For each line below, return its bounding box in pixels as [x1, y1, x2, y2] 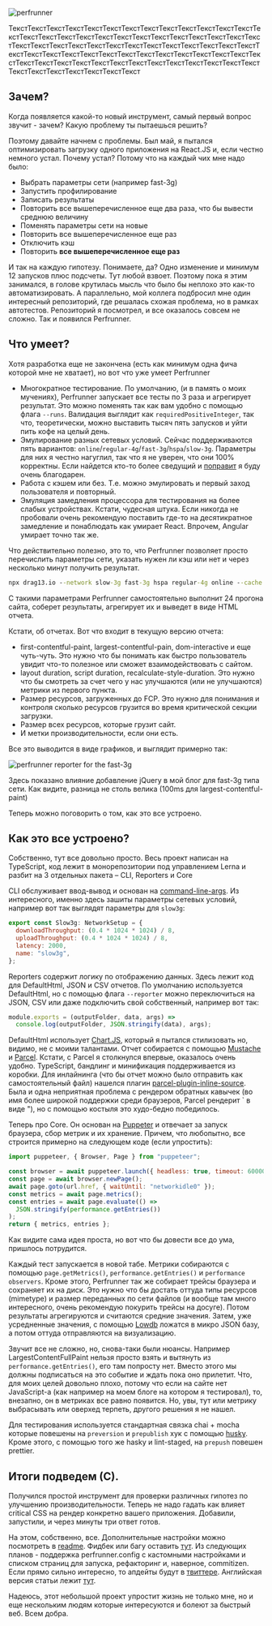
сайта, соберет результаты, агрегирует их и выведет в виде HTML [8, 601, 239, 612]
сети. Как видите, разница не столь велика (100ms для [8, 784, 198, 794]
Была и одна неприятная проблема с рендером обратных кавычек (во [8, 1087, 253, 1097]
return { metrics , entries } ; [8, 1220, 111, 1228]
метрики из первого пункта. [19, 685, 117, 695]
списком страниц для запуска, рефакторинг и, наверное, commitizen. [8, 1559, 249, 1568]
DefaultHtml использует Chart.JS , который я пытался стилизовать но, [8, 1035, 249, 1045]
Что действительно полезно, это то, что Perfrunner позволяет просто [8, 545, 249, 555]
